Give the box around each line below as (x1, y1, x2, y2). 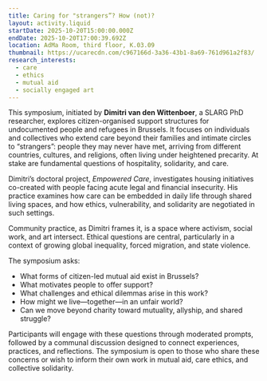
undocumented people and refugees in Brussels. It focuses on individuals (8, 125, 250, 134)
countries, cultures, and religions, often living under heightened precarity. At (8, 150, 259, 160)
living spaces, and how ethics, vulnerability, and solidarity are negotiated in (8, 200, 255, 209)
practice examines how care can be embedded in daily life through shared (8, 191, 253, 200)
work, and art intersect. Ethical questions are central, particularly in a (8, 232, 235, 242)
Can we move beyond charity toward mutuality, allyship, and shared (19, 305, 243, 316)
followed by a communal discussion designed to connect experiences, (8, 338, 240, 347)
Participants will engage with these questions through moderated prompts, (8, 329, 253, 339)
